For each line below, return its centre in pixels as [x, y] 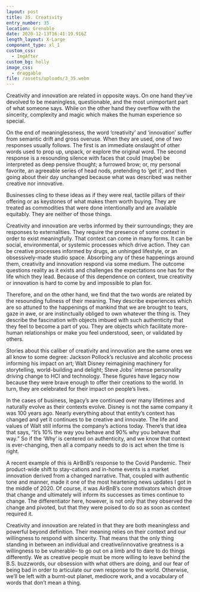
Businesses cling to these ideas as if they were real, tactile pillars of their [96, 195]
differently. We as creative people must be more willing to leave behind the [98, 557]
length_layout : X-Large [36, 40]
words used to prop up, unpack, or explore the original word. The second [96, 152]
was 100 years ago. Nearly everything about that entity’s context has [90, 413]
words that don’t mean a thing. [44, 583]
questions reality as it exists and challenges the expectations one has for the [100, 271]
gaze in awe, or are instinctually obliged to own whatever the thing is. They [98, 314]
